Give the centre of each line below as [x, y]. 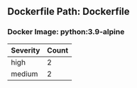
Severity [26, 50]
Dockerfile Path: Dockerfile [68, 12]
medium [24, 74]
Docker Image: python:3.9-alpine [66, 32]
